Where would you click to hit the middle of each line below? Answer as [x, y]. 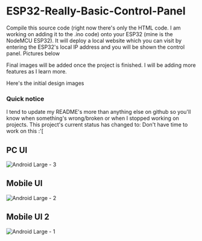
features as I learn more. [37, 71]
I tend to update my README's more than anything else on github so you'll [99, 112]
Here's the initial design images [45, 83]
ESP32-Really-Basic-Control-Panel [96, 11]
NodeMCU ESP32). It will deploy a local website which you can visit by [94, 40]
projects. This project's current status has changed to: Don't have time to [97, 125]
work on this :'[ [25, 131]
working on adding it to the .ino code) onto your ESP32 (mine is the [90, 34]
